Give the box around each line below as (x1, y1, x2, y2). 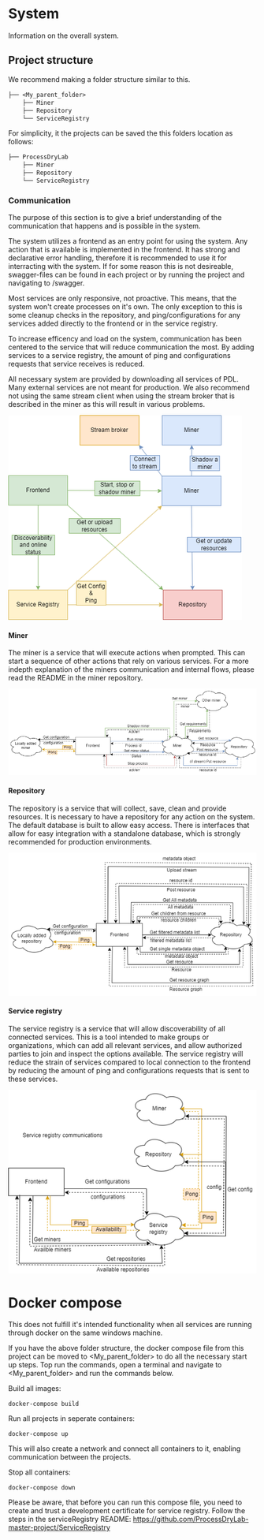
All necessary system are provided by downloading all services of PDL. (8, 375, 239, 384)
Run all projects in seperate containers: (8, 1414, 136, 1423)
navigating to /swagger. (8, 278, 85, 288)
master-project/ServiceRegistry (8, 1523, 110, 1532)
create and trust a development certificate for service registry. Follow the (8, 1506, 246, 1516)
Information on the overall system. (8, 31, 120, 40)
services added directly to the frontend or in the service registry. (8, 319, 218, 328)
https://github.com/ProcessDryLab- (132, 1515, 249, 1524)
